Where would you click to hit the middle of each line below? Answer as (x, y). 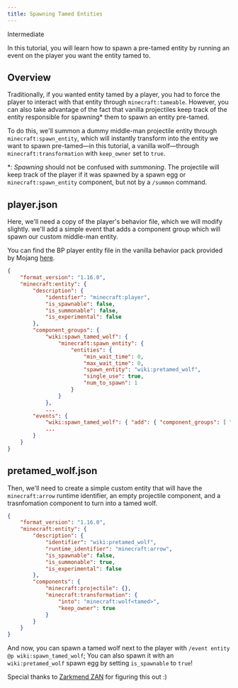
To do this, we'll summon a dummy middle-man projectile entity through (112, 131)
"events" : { (51, 416)
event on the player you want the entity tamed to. (79, 55)
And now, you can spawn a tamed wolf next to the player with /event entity (119, 648)
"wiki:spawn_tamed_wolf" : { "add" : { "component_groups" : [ (136, 422)
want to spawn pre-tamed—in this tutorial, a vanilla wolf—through (103, 146)
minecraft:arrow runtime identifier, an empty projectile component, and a (114, 495)
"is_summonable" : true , (80, 562)
